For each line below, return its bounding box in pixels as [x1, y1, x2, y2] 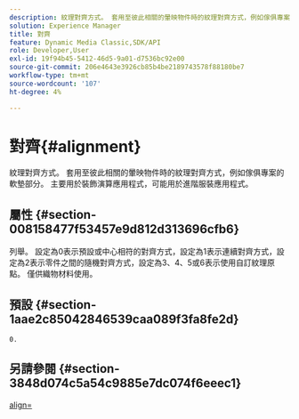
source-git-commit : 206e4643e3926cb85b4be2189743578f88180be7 [9, 63, 245, 72]
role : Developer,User [9, 46, 90, 55]
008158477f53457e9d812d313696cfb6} [9, 222, 240, 237]
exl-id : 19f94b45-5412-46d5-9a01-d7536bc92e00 [9, 54, 185, 63]
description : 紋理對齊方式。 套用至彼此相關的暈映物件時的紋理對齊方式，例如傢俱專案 [9, 12, 291, 22]
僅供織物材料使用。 [26, 269, 98, 279]
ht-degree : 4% [9, 87, 62, 96]
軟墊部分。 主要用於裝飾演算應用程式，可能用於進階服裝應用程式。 [9, 179, 254, 189]
